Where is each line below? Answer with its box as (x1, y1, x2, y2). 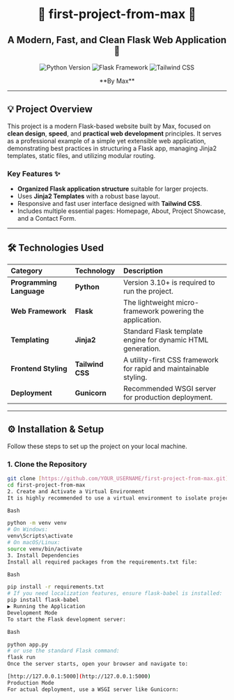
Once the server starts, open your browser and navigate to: (7, 660, 189, 667)
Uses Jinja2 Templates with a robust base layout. (17, 192, 160, 200)
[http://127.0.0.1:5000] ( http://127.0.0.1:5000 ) (7, 673, 151, 681)
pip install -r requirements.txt (7, 584, 104, 591)
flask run (7, 654, 36, 661)
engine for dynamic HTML (123, 335, 209, 344)
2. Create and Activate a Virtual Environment (7, 488, 145, 495)
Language (10, 286, 45, 296)
